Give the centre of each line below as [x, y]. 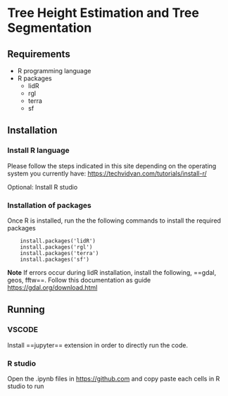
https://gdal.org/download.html [52, 287]
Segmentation [50, 28]
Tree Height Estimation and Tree [103, 13]
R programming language [54, 71]
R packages [34, 78]
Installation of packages [49, 205]
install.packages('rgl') [56, 247]
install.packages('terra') [59, 253]
